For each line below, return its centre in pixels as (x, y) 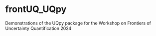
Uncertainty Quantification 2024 (38, 28)
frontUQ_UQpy (36, 9)
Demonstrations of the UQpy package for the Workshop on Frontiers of (78, 23)
